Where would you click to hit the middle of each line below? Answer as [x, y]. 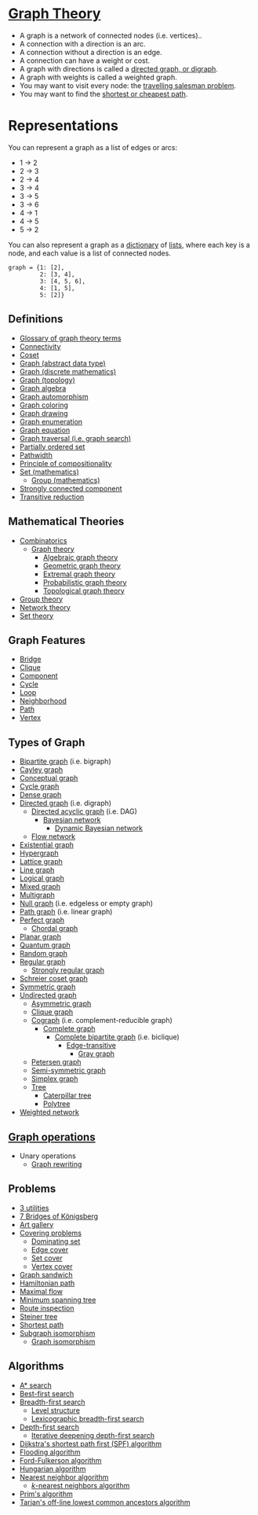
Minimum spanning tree [58, 1300]
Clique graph [52, 1012]
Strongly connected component [71, 488]
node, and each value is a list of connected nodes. [89, 253]
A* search [36, 1385]
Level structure [56, 1410]
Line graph [37, 870]
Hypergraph [39, 853]
